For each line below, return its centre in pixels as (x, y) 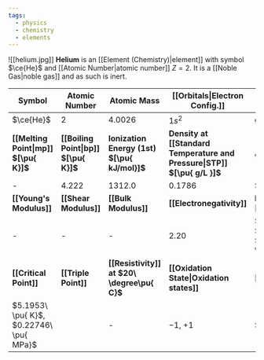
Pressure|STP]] (198, 163)
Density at (188, 133)
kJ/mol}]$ (127, 167)
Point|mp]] (33, 148)
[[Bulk (120, 198)
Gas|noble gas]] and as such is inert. (68, 76)
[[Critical (29, 273)
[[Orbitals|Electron (207, 96)
